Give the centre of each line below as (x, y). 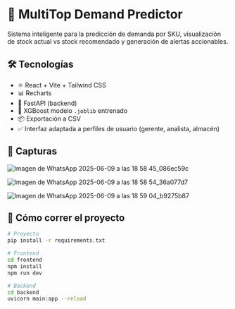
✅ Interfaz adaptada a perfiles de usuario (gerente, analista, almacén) (119, 128)
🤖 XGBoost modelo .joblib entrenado (72, 110)
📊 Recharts (34, 93)
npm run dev (25, 273)
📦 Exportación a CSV (49, 119)
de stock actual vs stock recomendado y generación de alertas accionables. (118, 41)
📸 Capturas (32, 151)
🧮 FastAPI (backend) (47, 103)
